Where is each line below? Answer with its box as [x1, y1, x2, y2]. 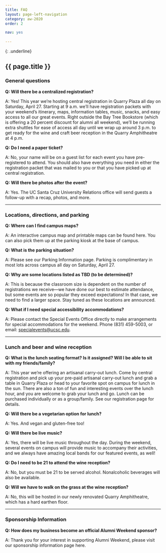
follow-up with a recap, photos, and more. [5, 194, 90, 201]
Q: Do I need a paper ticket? [5, 145, 63, 151]
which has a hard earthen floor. [5, 499, 69, 505]
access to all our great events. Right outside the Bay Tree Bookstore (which [5, 114, 158, 120]
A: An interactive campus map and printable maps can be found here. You [5, 232, 156, 238]
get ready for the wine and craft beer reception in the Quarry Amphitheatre [5, 130, 158, 136]
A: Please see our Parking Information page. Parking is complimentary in [5, 256, 153, 262]
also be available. [5, 475, 41, 481]
